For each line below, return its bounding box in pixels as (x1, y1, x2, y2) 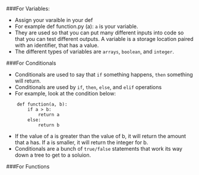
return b (37, 122, 60, 128)
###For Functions (6, 163, 50, 170)
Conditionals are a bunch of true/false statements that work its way (14, 145, 183, 152)
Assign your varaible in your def (14, 17, 93, 23)
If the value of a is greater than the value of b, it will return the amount (14, 133, 186, 139)
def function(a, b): (17, 101, 68, 107)
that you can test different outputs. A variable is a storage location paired (14, 36, 194, 42)
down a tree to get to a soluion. (14, 151, 91, 158)
